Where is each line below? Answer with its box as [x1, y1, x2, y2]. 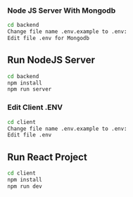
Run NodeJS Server [7, 54, 95, 66]
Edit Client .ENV [7, 103, 63, 113]
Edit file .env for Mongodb [7, 34, 90, 42]
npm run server [7, 86, 52, 93]
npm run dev [7, 182, 42, 190]
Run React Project [7, 151, 88, 163]
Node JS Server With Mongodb [7, 6, 116, 15]
